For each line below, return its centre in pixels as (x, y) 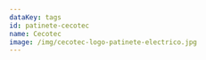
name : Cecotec (36, 34)
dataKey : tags (36, 17)
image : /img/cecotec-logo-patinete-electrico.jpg (103, 42)
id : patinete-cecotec (49, 26)
